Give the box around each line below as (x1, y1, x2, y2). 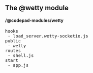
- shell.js (7, 53, 34, 58)
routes (5, 48, 21, 53)
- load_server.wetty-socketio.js (7, 33, 89, 38)
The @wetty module (5, 4, 69, 12)
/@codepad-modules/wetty (5, 17, 64, 23)
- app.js (7, 62, 29, 68)
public (5, 38, 21, 43)
